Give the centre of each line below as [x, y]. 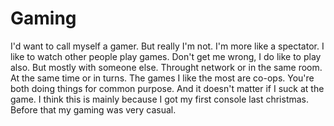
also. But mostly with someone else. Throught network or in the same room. [166, 67]
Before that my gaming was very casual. [93, 109]
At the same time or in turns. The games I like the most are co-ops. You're [162, 78]
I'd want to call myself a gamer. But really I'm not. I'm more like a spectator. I [167, 46]
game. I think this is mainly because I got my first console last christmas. [160, 99]
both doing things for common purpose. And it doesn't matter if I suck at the [167, 88]
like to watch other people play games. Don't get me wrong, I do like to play [166, 56]
